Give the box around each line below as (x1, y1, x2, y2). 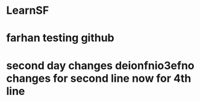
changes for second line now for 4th (6, 72, 192, 85)
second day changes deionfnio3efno (6, 58, 195, 72)
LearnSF (6, 4, 49, 17)
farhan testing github (6, 31, 114, 45)
